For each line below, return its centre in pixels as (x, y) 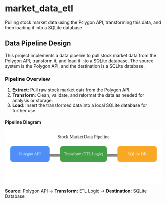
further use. (24, 111)
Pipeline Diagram (23, 122)
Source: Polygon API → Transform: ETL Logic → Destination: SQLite (76, 191)
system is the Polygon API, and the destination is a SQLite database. (75, 66)
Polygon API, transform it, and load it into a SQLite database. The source (79, 61)
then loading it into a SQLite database (43, 27)
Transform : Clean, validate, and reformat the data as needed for (78, 95)
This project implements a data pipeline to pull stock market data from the (81, 55)
